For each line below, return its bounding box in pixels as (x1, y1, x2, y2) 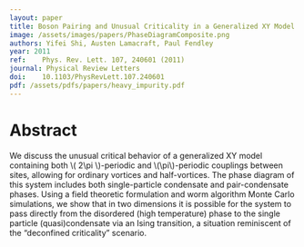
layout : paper (9, 13, 64, 23)
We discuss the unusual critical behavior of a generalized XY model (9, 150, 263, 161)
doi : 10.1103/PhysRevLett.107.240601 (9, 73, 166, 82)
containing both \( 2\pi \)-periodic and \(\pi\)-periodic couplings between (9, 160, 284, 171)
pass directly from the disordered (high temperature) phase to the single (9, 208, 280, 219)
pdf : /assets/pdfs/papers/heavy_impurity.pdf (9, 81, 185, 90)
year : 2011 (9, 47, 51, 56)
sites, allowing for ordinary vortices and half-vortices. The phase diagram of (9, 169, 295, 180)
